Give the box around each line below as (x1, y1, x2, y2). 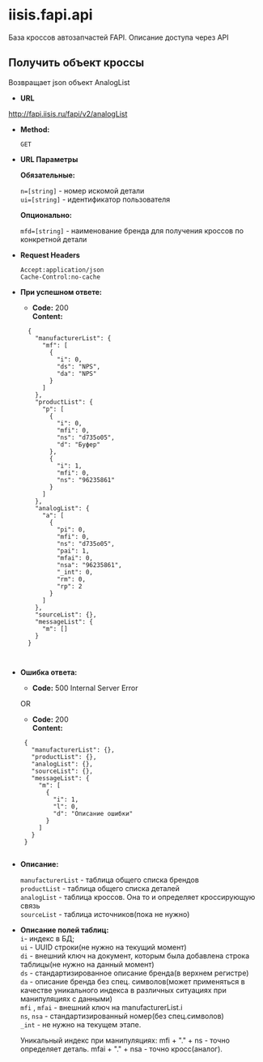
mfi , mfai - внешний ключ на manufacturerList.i (19, 1002, 183, 1012)
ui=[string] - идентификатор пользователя (19, 194, 171, 204)
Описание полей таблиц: (19, 925, 109, 935)
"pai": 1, (56, 547, 90, 555)
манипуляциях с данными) (19, 994, 113, 1004)
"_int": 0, (56, 568, 93, 576)
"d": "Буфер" (56, 440, 101, 449)
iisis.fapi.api (8, 6, 93, 24)
